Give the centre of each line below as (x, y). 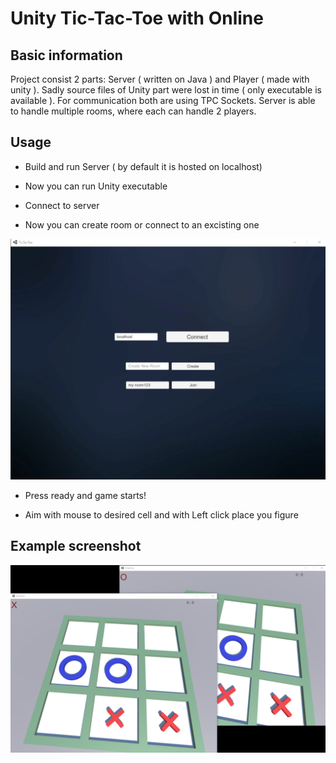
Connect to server (62, 205)
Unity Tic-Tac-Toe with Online (137, 18)
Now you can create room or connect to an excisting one (142, 224)
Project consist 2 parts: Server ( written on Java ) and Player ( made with (160, 79)
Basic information (66, 55)
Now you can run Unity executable (96, 186)
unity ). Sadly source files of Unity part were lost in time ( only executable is (166, 90)
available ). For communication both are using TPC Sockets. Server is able (163, 100)
